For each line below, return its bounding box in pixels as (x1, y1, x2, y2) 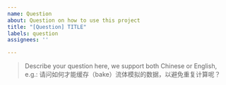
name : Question (7, 10, 52, 18)
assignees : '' (7, 37, 49, 44)
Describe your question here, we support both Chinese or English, (24, 62, 218, 70)
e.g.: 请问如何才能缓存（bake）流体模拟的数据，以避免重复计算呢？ (24, 70, 221, 79)
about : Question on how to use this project (7, 17, 141, 24)
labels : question (7, 30, 59, 37)
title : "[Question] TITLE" (7, 23, 87, 30)
